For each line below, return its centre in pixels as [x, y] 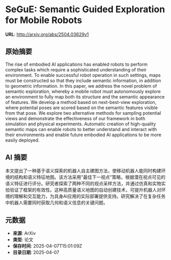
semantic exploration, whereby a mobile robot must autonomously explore [83, 91]
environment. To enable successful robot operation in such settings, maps [83, 75]
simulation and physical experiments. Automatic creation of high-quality [81, 124]
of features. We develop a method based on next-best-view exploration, [81, 102]
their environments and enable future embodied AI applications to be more [83, 135]
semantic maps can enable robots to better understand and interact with [81, 129]
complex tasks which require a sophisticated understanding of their [76, 69]
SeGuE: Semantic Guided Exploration [85, 9]
